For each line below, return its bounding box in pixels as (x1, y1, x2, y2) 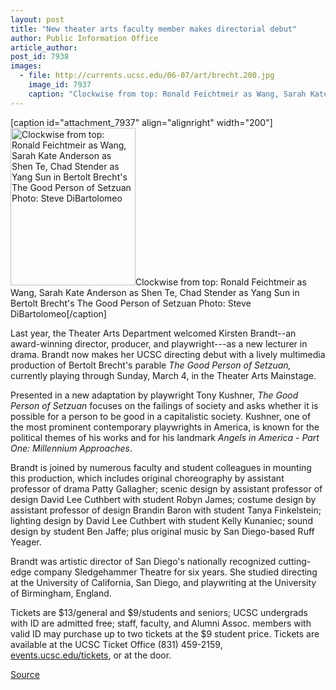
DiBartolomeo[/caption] (10, 307, 107, 320)
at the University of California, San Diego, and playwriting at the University (10, 576, 317, 588)
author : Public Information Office (10, 33, 159, 43)
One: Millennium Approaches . (10, 442, 133, 454)
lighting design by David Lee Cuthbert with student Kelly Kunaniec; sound (10, 514, 313, 526)
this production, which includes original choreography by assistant (10, 472, 285, 484)
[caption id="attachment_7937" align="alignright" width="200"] (10, 116, 273, 128)
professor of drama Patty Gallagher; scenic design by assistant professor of (10, 482, 323, 495)
